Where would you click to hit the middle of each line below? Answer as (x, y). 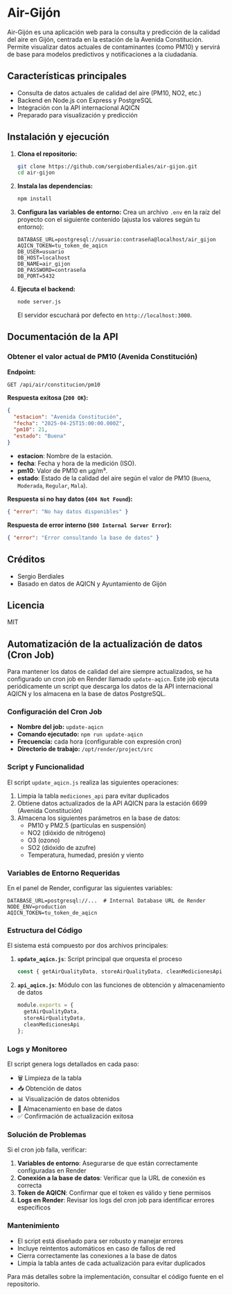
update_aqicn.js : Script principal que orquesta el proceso (99, 959)
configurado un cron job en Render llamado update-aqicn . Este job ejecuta (113, 679)
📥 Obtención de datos (49, 1088)
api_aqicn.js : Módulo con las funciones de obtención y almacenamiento (121, 985)
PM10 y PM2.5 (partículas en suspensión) (87, 825)
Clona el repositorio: (47, 154)
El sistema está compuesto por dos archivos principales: (88, 946)
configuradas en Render (52, 1171)
